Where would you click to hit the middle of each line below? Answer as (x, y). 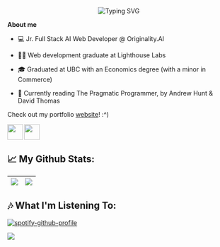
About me (22, 24)
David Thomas (39, 100)
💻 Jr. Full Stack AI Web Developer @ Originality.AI (91, 39)
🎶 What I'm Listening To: (62, 206)
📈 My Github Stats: (51, 159)
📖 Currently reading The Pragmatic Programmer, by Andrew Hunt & (115, 93)
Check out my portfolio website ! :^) (58, 114)
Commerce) (35, 79)
